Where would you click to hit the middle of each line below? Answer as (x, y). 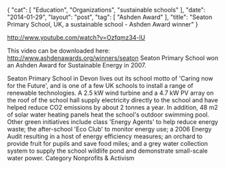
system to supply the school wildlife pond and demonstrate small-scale (107, 151)
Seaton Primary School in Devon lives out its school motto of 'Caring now (110, 78)
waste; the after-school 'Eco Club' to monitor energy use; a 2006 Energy (109, 129)
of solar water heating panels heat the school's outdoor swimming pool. (108, 114)
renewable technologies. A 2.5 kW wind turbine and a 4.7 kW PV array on (110, 93)
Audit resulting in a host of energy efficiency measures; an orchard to (105, 136)
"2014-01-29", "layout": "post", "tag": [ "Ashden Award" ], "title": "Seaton (110, 17)
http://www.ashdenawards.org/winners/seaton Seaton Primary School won (113, 58)
